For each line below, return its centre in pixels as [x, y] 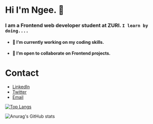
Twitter [19, 92]
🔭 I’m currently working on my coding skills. [58, 42]
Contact [22, 73]
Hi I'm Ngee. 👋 [35, 10]
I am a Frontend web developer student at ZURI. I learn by [77, 26]
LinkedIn [21, 87]
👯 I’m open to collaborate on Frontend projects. [61, 53]
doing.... [17, 31]
